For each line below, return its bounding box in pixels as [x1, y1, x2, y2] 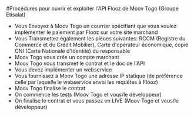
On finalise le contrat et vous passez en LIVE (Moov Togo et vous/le [14, 97, 179, 104]
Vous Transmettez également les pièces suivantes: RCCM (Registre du [14, 35, 186, 42]
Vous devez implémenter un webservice [14, 66, 112, 73]
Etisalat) [6, 11, 26, 18]
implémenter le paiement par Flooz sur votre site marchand [14, 29, 158, 36]
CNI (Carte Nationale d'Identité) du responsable [14, 47, 131, 54]
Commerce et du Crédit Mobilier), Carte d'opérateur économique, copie [14, 41, 189, 48]
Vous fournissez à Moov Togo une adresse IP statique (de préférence [14, 73, 183, 79]
